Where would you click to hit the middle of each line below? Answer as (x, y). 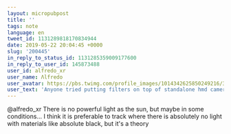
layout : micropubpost (38, 13)
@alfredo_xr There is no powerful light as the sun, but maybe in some (106, 109)
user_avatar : (26, 83)
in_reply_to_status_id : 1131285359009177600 (72, 58)
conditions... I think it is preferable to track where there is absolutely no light (114, 116)
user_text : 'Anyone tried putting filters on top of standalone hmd (107, 90)
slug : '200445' (29, 52)
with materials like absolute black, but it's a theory (78, 124)
